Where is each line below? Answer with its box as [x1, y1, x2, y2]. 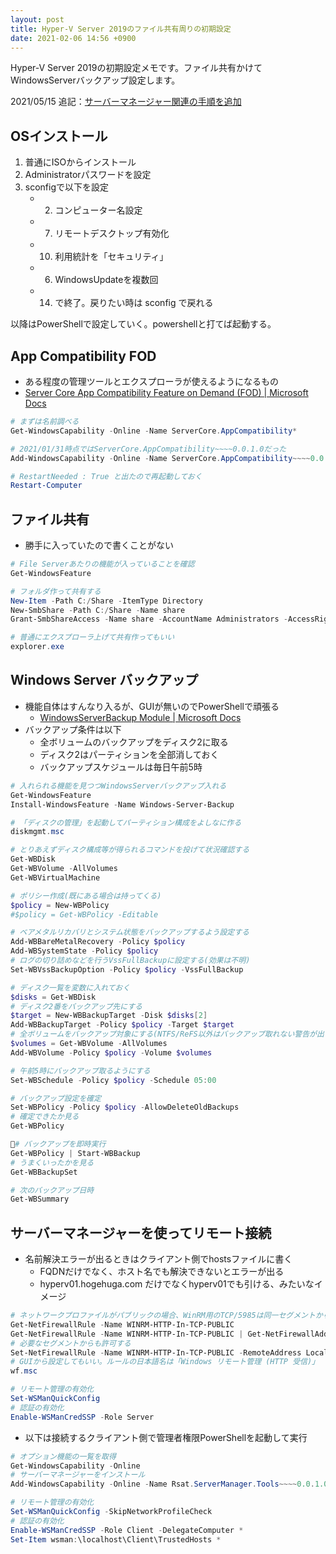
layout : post [10, 14, 65, 25]
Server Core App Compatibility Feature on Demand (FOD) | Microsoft [24, 387, 309, 398]
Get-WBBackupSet [10, 1167, 78, 1177]
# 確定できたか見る [10, 1112, 80, 1122]
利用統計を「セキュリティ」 [54, 251, 169, 263]
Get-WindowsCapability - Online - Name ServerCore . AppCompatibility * [10, 426, 298, 436]
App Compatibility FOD [10, 347, 157, 365]
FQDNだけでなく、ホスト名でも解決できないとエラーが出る [39, 1266, 285, 1278]
